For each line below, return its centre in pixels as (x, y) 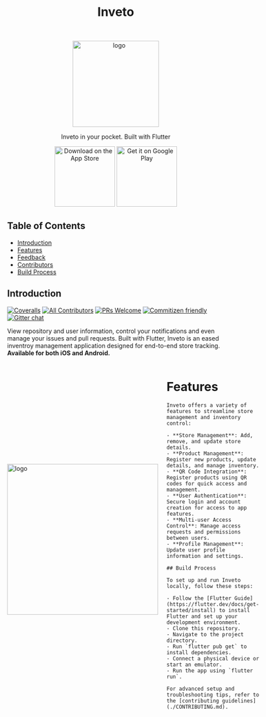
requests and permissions (204, 532)
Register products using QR (207, 477)
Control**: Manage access (204, 526)
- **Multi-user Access (199, 520)
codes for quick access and (207, 483)
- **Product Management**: (205, 453)
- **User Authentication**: (207, 496)
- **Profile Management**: (205, 544)
